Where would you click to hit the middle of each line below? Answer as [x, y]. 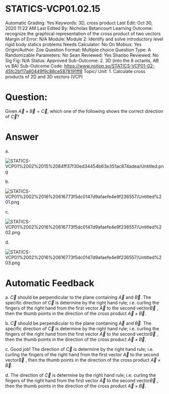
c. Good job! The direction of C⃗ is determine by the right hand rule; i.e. [79, 349]
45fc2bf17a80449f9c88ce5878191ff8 [44, 71]
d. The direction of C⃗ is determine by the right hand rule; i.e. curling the [81, 375]
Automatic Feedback [50, 283]
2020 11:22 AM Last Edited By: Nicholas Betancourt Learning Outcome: [79, 28]
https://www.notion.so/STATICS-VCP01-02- [109, 66]
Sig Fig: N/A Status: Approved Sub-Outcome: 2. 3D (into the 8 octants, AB [82, 60]
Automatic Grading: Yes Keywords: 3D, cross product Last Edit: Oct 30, [79, 23]
